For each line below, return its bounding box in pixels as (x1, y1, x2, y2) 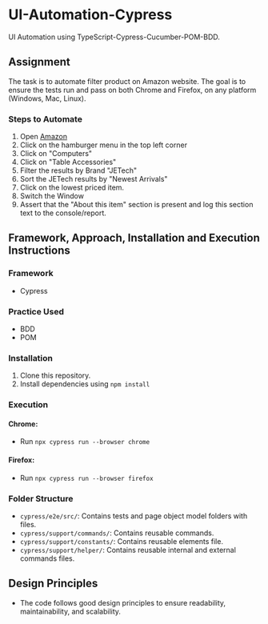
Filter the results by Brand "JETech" (19, 166, 138, 175)
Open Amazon (19, 132, 68, 142)
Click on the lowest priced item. (19, 182, 125, 193)
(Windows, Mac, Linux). (8, 94, 86, 103)
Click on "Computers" (19, 149, 93, 158)
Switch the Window (19, 191, 84, 201)
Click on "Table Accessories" (19, 158, 117, 167)
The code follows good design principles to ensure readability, (19, 598, 226, 607)
